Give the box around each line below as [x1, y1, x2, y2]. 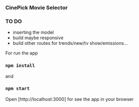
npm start [5, 86, 30, 92]
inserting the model [12, 30, 54, 36]
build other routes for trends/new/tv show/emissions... [12, 40, 128, 46]
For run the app [5, 50, 38, 56]
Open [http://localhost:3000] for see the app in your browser [5, 96, 134, 102]
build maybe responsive [12, 35, 64, 41]
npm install [5, 63, 35, 69]
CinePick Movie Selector [5, 4, 68, 11]
